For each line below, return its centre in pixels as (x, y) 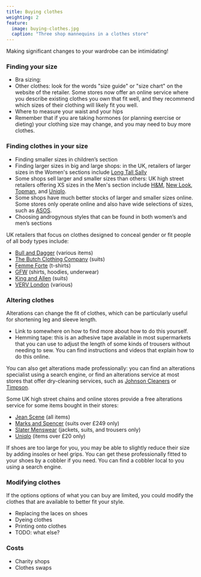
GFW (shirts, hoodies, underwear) (57, 272)
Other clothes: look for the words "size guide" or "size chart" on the (99, 86)
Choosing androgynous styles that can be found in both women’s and (101, 217)
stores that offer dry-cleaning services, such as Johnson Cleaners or (91, 381)
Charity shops (32, 561)
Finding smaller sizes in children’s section (66, 159)
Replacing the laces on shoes (51, 513)
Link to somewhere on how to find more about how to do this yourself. (101, 331)
